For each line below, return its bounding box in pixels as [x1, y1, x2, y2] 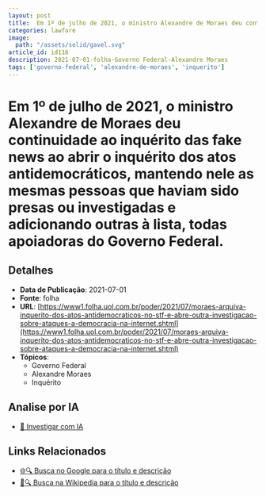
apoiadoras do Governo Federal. [8, 232, 224, 250]
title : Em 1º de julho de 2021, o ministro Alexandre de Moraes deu [8, 19, 243, 27]
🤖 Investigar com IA [19, 421, 84, 431]
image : [8, 33, 30, 42]
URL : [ [19, 301, 41, 311]
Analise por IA [8, 401, 79, 414]
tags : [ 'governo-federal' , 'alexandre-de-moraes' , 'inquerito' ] [8, 63, 225, 71]
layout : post [8, 11, 51, 20]
